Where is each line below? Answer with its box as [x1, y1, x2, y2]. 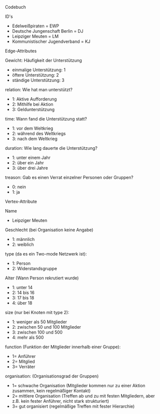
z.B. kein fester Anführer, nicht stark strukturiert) [12, 398, 109, 404]
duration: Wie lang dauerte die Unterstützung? [5, 145, 98, 151]
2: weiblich [12, 241, 34, 247]
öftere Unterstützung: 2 [12, 72, 59, 78]
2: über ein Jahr [12, 160, 44, 165]
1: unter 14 [12, 285, 33, 290]
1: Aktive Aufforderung [12, 96, 57, 102]
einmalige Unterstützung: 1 [12, 67, 66, 73]
